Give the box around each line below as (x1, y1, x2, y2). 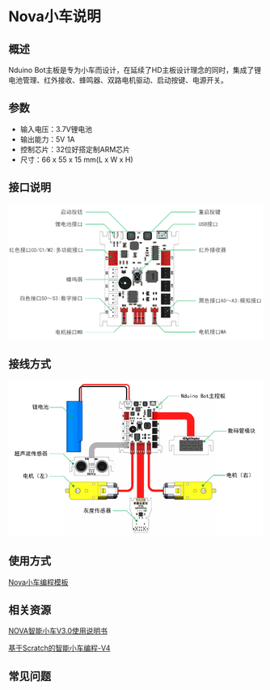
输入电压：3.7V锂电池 (19, 124, 93, 134)
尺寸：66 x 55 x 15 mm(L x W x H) (19, 155, 133, 164)
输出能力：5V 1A (19, 134, 75, 144)
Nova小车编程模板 (8, 577, 69, 587)
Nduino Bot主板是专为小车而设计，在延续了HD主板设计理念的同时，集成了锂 (8, 66, 262, 75)
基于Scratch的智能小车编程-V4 (8, 643, 111, 653)
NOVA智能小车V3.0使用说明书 (8, 626, 108, 636)
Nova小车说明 (8, 7, 101, 26)
